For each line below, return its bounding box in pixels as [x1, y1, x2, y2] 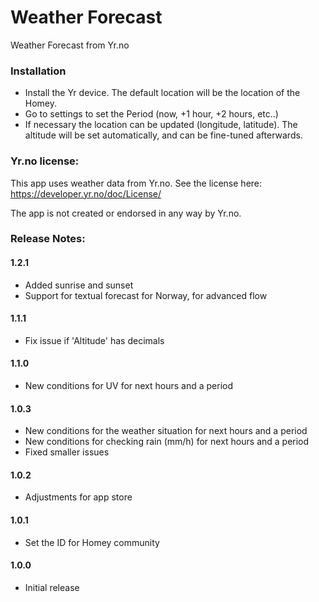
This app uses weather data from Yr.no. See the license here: [10, 177, 263, 189]
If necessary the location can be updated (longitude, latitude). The [24, 119, 298, 131]
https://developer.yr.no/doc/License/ [10, 187, 162, 200]
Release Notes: [10, 232, 86, 246]
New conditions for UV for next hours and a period [24, 380, 234, 392]
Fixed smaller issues [24, 446, 110, 458]
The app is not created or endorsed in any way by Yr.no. [10, 207, 242, 219]
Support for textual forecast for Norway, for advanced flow [24, 289, 268, 301]
